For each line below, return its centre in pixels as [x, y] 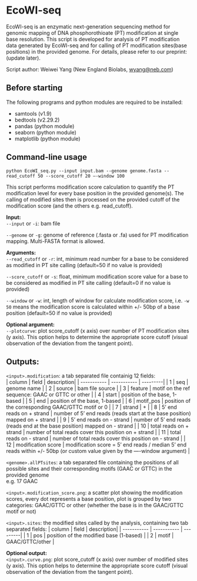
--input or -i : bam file [33, 223]
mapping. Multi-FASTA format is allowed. [56, 241]
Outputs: [23, 361]
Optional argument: [30, 324]
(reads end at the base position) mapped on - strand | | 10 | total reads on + [98, 426]
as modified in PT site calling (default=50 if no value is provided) [84, 265]
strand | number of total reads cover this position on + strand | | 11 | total [94, 432]
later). [34, 58]
